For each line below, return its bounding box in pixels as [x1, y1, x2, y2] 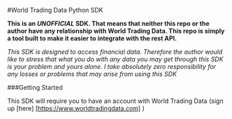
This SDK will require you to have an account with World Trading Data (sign [7, 97, 224, 105]
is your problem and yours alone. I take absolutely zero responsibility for [7, 63, 217, 70]
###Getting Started [7, 84, 63, 91]
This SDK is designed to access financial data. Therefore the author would [7, 48, 223, 56]
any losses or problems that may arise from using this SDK [7, 70, 177, 78]
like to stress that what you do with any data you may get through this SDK [7, 55, 224, 63]
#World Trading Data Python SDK [7, 6, 103, 14]
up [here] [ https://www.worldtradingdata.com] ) [7, 104, 145, 112]
